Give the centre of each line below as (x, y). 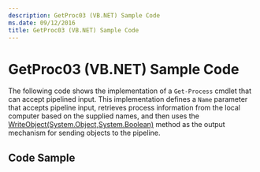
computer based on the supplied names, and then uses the (104, 116)
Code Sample (42, 157)
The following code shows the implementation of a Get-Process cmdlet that (130, 91)
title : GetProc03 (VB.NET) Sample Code (74, 30)
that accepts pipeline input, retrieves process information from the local (124, 108)
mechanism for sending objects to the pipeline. (84, 133)
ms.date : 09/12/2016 (42, 23)
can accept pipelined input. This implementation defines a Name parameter (128, 99)
